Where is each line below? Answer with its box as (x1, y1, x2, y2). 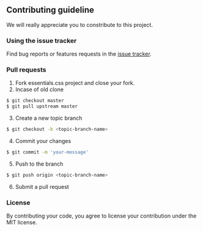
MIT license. (6, 219, 38, 226)
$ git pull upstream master (6, 103, 78, 109)
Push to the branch (15, 160, 64, 167)
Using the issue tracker (6, 36, 77, 45)
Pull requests (6, 65, 46, 74)
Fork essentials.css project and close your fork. (15, 79, 135, 87)
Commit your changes (15, 137, 72, 145)
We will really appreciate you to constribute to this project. (6, 21, 153, 28)
